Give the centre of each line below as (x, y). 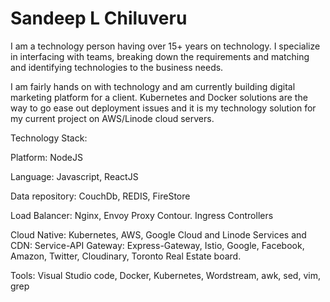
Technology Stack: (49, 138)
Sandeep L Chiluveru (99, 18)
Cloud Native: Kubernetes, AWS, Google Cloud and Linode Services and (158, 234)
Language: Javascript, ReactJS (74, 176)
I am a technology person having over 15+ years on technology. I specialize (165, 46)
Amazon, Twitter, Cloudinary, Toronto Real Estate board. (126, 256)
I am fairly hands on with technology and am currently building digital (153, 86)
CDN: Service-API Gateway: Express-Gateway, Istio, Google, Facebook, (157, 245)
